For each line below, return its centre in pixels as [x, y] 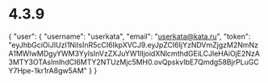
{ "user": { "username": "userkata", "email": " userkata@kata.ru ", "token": [130, 36]
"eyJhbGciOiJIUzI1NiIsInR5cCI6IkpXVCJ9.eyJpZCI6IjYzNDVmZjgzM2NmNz [134, 44]
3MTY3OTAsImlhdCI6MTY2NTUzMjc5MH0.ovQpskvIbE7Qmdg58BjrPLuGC [134, 62]
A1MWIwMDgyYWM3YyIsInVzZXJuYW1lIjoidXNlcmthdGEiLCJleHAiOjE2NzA [134, 53]
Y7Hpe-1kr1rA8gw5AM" [48, 70]
